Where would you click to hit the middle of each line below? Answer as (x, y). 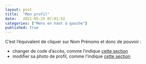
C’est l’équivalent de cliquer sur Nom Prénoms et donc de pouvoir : (73, 42)
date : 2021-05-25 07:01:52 (35, 19)
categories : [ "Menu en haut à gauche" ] (46, 23)
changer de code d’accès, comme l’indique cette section (70, 51)
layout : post (19, 10)
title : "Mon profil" (27, 14)
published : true (22, 28)
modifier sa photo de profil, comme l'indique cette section (71, 56)
